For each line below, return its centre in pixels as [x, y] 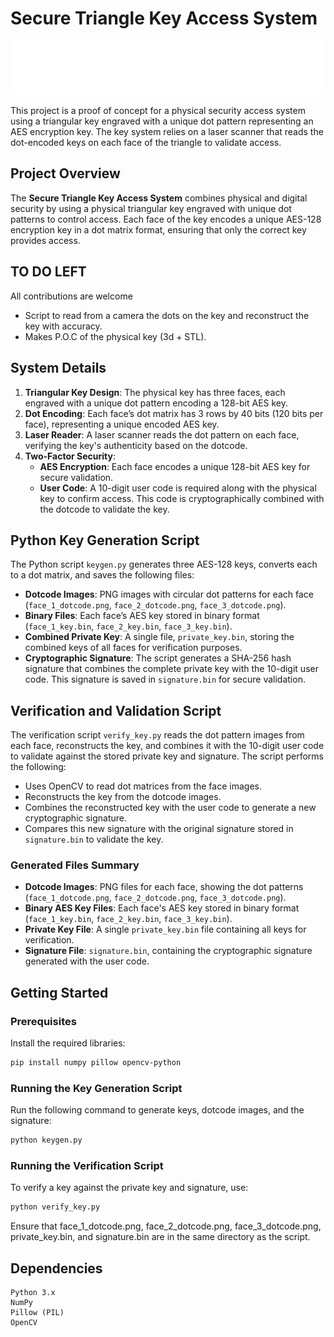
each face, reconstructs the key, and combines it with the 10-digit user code [167, 746]
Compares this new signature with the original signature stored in [159, 829]
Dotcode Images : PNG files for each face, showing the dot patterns [164, 887]
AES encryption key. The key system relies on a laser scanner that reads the [167, 132]
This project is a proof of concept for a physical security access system [158, 111]
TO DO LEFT [48, 272]
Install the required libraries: [68, 1043]
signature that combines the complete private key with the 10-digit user [171, 669]
